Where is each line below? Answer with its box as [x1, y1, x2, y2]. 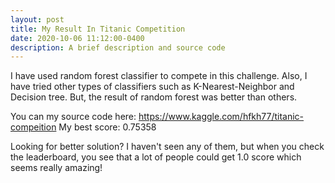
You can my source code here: [10, 111, 137, 123]
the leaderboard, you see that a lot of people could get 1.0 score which [10, 151, 302, 163]
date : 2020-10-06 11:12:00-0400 [10, 33, 145, 43]
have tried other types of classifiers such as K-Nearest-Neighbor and [10, 81, 295, 93]
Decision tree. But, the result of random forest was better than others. [10, 91, 298, 103]
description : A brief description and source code [10, 42, 226, 53]
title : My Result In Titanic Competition [10, 24, 186, 34]
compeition [10, 121, 57, 133]
